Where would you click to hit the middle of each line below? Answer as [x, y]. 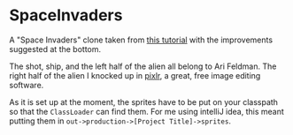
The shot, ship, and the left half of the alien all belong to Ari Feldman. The [143, 66]
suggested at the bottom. [55, 49]
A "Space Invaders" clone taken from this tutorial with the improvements [141, 40]
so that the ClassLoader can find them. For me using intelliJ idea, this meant [147, 111]
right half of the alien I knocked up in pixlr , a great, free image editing [135, 75]
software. [27, 85]
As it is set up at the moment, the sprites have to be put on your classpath [144, 101]
